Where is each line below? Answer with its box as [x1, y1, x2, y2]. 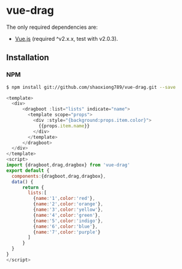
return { [22, 184, 44, 190]
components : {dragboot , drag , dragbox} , [11, 173, 106, 179]
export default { [6, 168, 50, 174]
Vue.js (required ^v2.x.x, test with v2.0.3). [14, 35, 118, 42]
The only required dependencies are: [6, 23, 98, 31]
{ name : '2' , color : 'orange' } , [32, 201, 103, 207]
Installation [6, 52, 49, 63]
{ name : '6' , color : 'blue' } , [32, 223, 98, 229]
